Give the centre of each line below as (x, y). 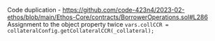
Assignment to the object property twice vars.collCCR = (88, 24)
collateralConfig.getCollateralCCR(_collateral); (81, 31)
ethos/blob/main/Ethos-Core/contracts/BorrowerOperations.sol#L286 (107, 17)
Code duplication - (34, 10)
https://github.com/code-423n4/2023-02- (124, 10)
